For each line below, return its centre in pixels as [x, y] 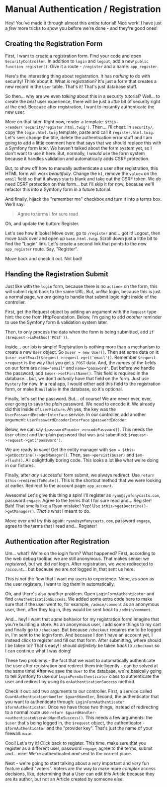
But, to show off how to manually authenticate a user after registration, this [82, 168]
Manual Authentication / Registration [83, 9]
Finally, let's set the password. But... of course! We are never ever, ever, [79, 398]
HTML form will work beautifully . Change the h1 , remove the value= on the [81, 173]
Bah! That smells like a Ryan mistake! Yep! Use [53, 506]
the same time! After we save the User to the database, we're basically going [83, 671]
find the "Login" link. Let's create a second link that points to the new [76, 243]
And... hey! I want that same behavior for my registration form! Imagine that [82, 619]
